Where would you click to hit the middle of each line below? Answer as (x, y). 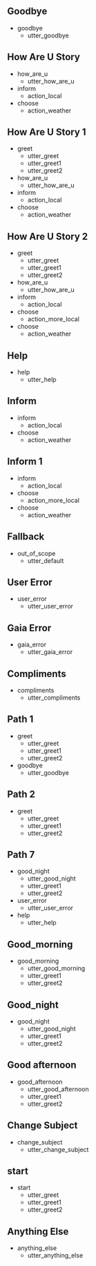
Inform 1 (25, 462)
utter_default (46, 560)
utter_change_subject (58, 1149)
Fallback (26, 537)
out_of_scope (36, 553)
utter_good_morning (56, 968)
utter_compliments (54, 698)
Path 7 (21, 855)
